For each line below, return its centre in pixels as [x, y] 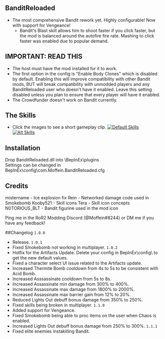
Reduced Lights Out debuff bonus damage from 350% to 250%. [78, 300]
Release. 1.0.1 [27, 242]
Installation [23, 148]
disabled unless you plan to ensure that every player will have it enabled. [86, 94]
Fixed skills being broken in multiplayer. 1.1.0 [58, 305]
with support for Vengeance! [41, 25]
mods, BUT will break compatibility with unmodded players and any [81, 84]
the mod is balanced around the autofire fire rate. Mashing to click [87, 36]
